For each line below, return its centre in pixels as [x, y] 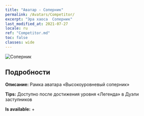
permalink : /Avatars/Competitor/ [40, 14]
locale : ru [16, 28]
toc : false [16, 38]
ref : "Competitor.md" [28, 33]
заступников [19, 99]
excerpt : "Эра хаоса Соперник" [39, 19]
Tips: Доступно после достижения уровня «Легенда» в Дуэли [72, 94]
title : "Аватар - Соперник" [34, 10]
